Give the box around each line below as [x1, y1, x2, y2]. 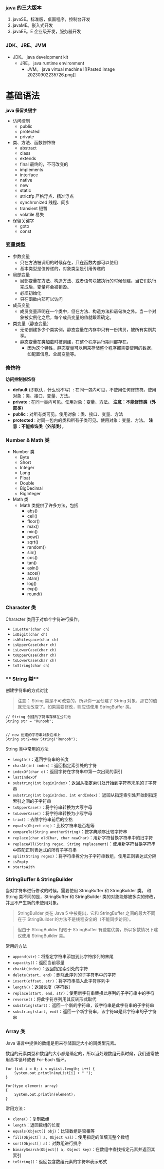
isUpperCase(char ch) [12, 642, 56, 647]
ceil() [27, 513, 38, 519]
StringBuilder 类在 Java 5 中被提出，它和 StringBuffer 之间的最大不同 [17, 910, 155, 916]
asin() [27, 565, 39, 571]
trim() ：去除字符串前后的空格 [12, 816, 73, 822]
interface [19, 172, 38, 178]
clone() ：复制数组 [12, 1116, 50, 1122]
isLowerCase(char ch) [12, 647, 56, 652]
